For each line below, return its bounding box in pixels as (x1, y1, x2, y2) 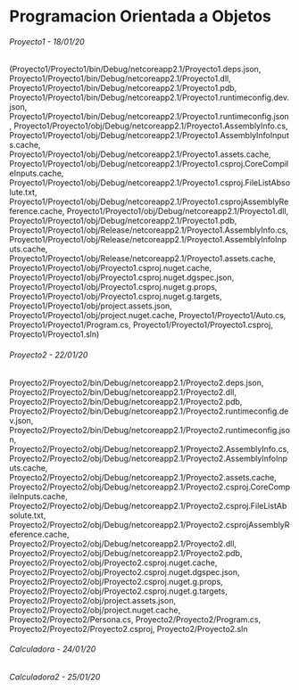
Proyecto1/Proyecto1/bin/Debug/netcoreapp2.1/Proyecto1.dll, (9, 73, 231, 84)
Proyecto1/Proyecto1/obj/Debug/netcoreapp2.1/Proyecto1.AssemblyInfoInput (9, 130, 290, 141)
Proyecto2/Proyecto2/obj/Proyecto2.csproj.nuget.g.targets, (9, 586, 228, 596)
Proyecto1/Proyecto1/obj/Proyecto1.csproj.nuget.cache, (9, 263, 212, 274)
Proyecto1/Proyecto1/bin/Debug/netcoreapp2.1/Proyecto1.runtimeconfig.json (9, 111, 290, 122)
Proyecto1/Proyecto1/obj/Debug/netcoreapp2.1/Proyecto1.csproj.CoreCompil (9, 159, 288, 169)
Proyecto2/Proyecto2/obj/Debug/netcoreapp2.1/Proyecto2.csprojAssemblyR (9, 519, 290, 530)
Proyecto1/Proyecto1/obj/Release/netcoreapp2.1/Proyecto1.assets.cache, (9, 253, 277, 264)
